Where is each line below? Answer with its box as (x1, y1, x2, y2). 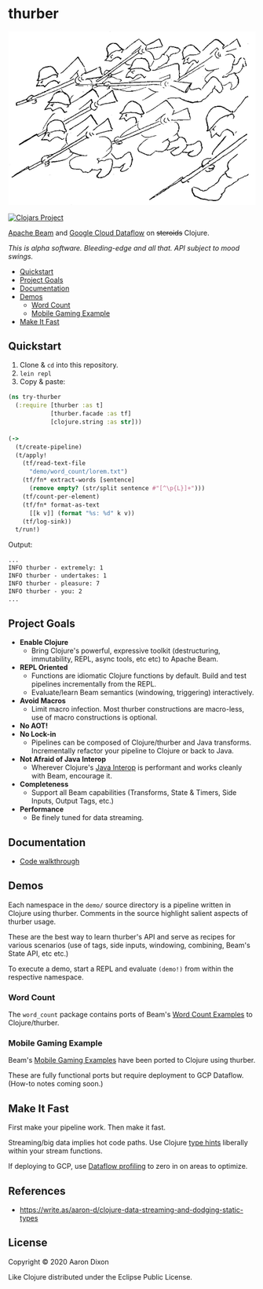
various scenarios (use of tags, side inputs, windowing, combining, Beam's (8, 940, 251, 950)
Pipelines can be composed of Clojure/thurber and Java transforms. (31, 738, 252, 747)
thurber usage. (8, 917, 57, 926)
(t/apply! (15, 451, 47, 460)
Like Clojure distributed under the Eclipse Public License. (8, 1272, 192, 1281)
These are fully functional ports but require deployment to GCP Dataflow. (8, 1071, 244, 1080)
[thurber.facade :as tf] (49, 410, 132, 418)
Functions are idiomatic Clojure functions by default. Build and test (31, 671, 247, 680)
